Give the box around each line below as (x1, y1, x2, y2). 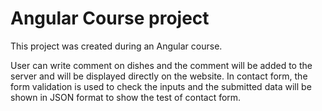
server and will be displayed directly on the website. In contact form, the (10, 70, 308, 82)
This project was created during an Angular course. (10, 40, 223, 52)
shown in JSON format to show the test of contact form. (10, 91, 242, 103)
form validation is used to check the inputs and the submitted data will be (10, 80, 312, 92)
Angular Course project (10, 7, 210, 30)
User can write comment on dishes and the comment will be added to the (10, 59, 313, 71)
